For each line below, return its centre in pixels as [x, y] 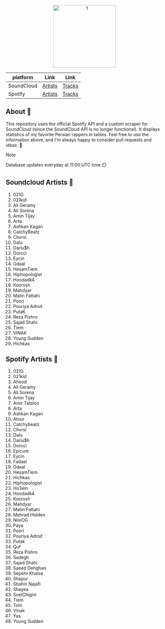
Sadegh [21, 557]
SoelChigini [25, 595]
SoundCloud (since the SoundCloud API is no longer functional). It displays [83, 129]
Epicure [21, 451]
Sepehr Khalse [28, 573]
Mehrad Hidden [29, 515]
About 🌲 [18, 112]
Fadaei [20, 462]
